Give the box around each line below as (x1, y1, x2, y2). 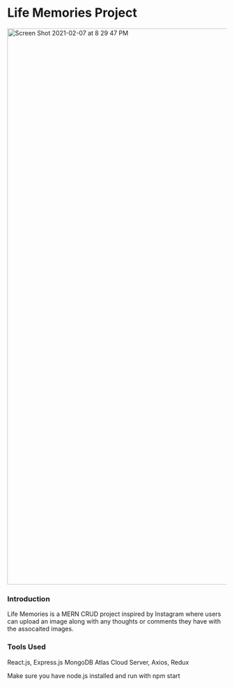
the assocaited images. (7, 625, 75, 633)
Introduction (7, 594, 50, 603)
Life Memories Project (7, 5, 137, 21)
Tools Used (7, 642, 47, 652)
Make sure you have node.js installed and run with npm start (7, 671, 180, 680)
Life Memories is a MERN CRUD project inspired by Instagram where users (7, 610, 221, 618)
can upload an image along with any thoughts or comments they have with (7, 617, 221, 626)
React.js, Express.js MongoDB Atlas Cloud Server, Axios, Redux (7, 658, 189, 666)
